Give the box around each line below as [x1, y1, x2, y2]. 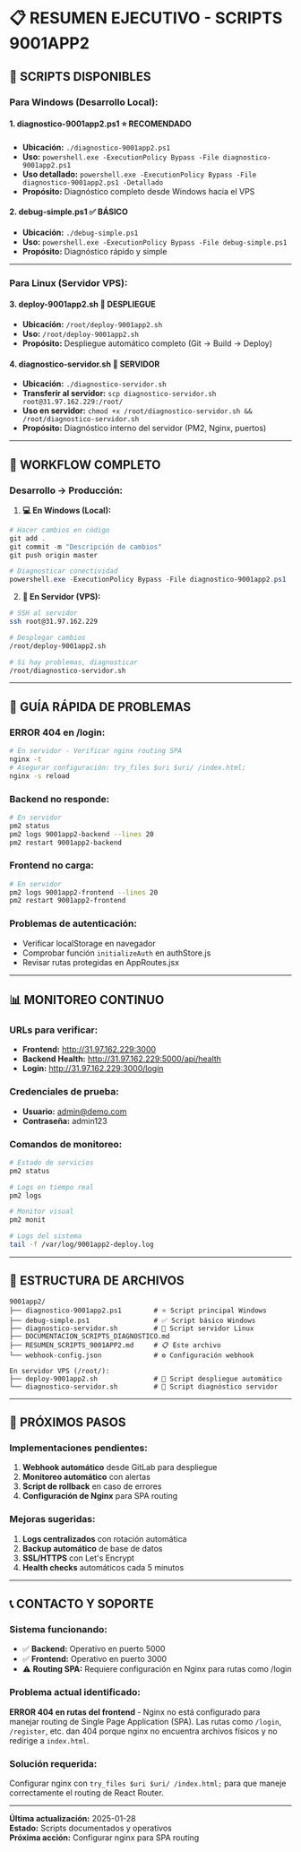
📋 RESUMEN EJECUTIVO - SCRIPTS [9, 8, 283, 29]
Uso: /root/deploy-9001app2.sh [21, 329, 139, 340]
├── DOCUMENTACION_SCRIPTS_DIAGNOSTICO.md [9, 1331, 170, 1341]
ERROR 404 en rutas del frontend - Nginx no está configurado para [9, 1706, 261, 1718]
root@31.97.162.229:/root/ [21, 397, 124, 407]
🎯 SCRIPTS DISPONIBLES [9, 69, 151, 84]
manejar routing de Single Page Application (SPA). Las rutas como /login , [9, 1716, 282, 1727]
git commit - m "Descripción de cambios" [9, 542, 163, 551]
